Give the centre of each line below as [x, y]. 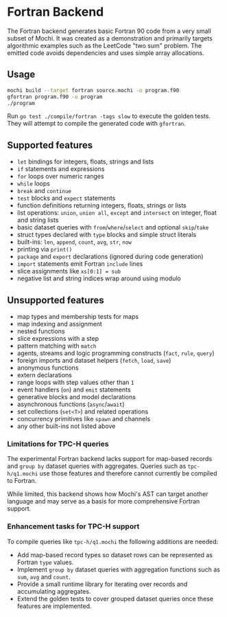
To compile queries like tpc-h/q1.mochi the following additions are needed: [113, 541]
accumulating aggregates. [54, 591]
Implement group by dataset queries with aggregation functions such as [119, 569]
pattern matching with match [57, 346]
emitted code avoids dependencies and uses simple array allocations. [106, 53]
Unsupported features [56, 300]
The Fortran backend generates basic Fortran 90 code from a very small [109, 31]
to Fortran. [22, 481]
